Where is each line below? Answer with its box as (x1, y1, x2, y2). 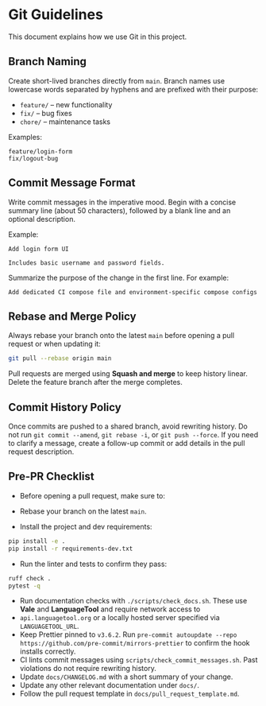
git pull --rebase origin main (8, 355, 112, 363)
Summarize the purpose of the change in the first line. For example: (8, 273, 229, 282)
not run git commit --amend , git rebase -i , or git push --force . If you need (8, 430, 259, 440)
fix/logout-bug (8, 154, 59, 162)
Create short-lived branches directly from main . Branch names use (8, 76, 225, 85)
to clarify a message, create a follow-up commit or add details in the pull (8, 439, 245, 448)
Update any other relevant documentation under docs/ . (19, 681, 200, 690)
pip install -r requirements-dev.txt (8, 545, 133, 553)
